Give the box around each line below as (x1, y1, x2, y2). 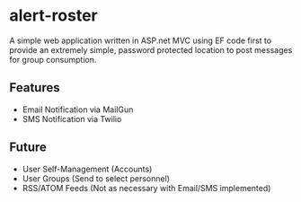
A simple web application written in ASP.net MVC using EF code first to (9, 35, 272, 46)
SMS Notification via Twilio (22, 113, 122, 124)
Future (9, 140, 48, 155)
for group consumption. (9, 54, 97, 65)
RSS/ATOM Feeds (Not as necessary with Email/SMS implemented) (22, 182, 271, 193)
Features (9, 80, 60, 95)
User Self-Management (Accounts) (22, 163, 153, 174)
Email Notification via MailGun (22, 104, 134, 115)
